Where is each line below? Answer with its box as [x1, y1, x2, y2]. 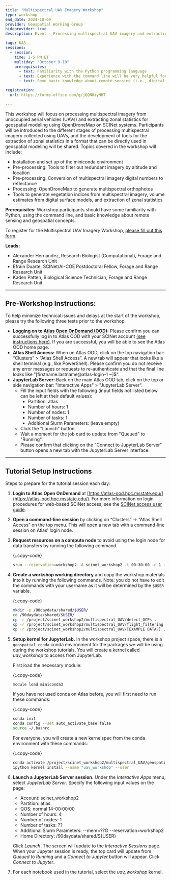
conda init [12, 716, 36, 721]
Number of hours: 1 [27, 404, 69, 410]
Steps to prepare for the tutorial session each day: [5, 480, 110, 486]
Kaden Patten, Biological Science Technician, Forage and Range [12, 274, 148, 280]
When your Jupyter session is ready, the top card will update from [12, 848, 152, 854]
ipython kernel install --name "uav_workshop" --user [12, 765, 129, 770]
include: [5, 149, 22, 155]
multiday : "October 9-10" [14, 59, 70, 64]
